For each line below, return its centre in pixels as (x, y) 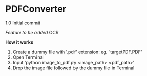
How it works (20, 42)
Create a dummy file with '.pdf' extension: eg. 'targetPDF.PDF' (78, 52)
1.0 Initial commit (23, 23)
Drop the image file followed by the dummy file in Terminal (73, 68)
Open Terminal (28, 57)
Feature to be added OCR (32, 32)
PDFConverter (36, 9)
